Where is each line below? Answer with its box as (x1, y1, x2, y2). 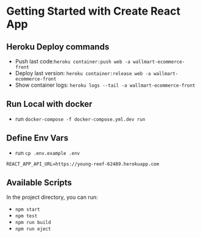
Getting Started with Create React (6, 4, 181, 18)
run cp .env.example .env (15, 149, 80, 156)
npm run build (15, 220, 51, 226)
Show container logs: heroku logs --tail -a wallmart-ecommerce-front (15, 81, 196, 88)
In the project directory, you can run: (6, 193, 98, 201)
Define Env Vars (6, 133, 69, 143)
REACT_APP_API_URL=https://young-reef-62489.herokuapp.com (6, 160, 160, 167)
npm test (15, 213, 38, 219)
